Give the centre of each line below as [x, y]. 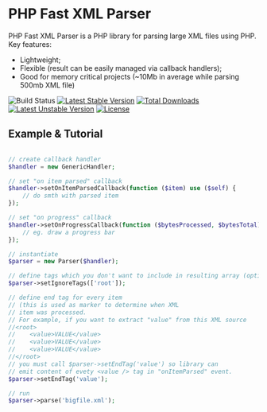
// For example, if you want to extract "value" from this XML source [128, 320]
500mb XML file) [47, 85]
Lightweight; [40, 60]
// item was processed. [48, 312]
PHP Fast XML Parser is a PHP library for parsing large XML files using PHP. [132, 36]
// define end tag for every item [66, 297]
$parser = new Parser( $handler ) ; [64, 262]
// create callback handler [55, 159]
